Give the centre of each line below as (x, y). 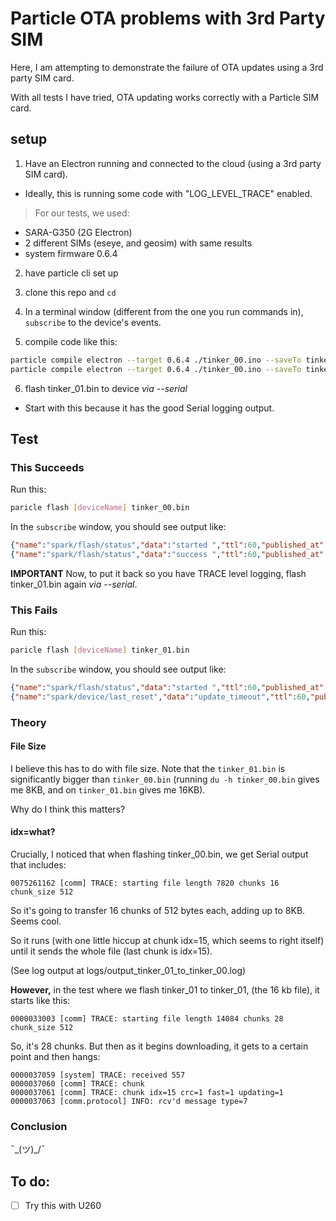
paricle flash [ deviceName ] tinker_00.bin (100, 508)
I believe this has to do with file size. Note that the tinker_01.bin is (148, 768)
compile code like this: (71, 341)
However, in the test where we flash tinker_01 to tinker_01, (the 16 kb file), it (165, 990)
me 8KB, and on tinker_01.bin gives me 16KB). (108, 789)
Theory (28, 722)
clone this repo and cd (70, 292)
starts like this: (40, 1001)
